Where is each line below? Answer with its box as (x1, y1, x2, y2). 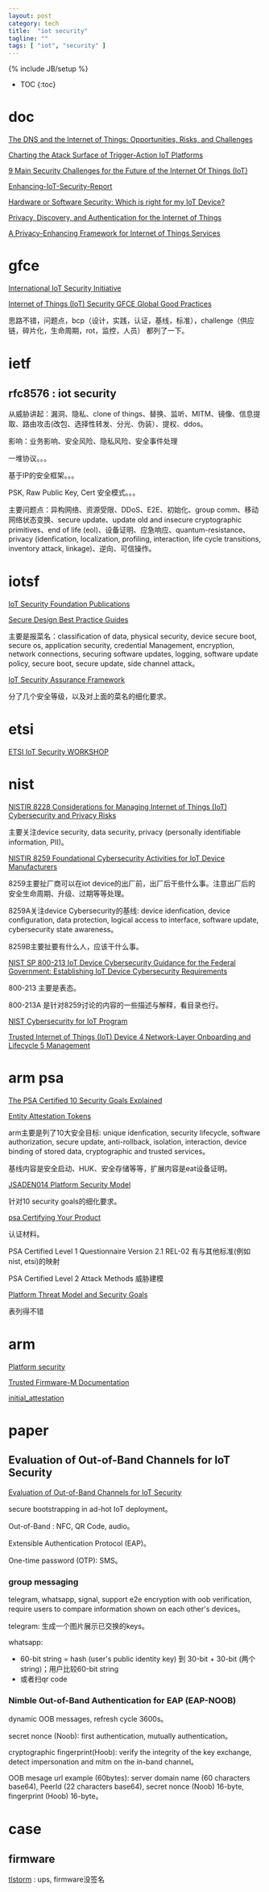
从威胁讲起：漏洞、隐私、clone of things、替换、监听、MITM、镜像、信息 (8, 409, 254, 418)
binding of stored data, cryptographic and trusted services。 (8, 1146, 210, 1156)
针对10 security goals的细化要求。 (8, 1196, 122, 1206)
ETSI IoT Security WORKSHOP (8, 747, 109, 756)
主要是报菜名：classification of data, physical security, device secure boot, (8, 631, 258, 641)
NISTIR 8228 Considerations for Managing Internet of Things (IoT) (8, 802, 228, 811)
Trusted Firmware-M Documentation (8, 1377, 130, 1387)
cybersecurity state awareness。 (8, 924, 118, 934)
